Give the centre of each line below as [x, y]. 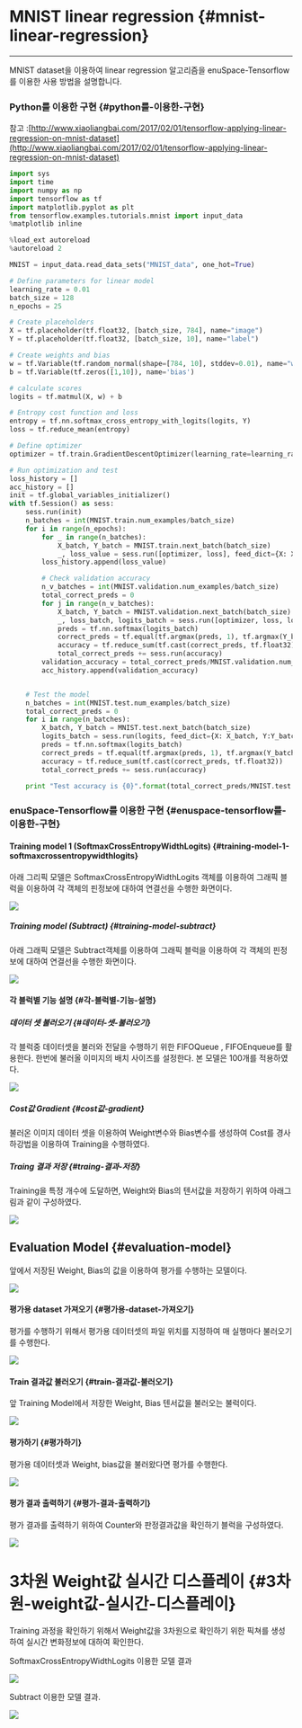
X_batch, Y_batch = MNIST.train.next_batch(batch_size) [164, 546]
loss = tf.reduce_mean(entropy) [70, 430]
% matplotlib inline [46, 224]
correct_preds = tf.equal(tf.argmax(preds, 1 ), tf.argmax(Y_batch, [170, 753]
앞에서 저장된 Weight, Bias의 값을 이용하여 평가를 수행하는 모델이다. [128, 1270]
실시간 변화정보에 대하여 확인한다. [84, 1642]
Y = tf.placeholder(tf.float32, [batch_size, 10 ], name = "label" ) [134, 339]
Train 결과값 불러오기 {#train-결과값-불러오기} [91, 1381]
